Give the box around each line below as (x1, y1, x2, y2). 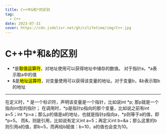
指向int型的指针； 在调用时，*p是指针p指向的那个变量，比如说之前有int (5, 105, 150, 111)
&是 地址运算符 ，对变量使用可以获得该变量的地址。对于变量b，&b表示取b (12, 78, 161, 84)
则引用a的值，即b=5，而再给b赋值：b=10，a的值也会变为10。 (5, 124, 131, 130)
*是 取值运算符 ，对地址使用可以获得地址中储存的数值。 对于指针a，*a (12, 66, 153, 71)
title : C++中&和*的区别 (5, 7, 50, 12)
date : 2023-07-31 (5, 21, 41, 26)
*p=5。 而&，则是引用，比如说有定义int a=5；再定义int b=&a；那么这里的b (5, 118, 157, 124)
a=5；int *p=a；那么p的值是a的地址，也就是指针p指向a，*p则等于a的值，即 (5, 111, 160, 117)
